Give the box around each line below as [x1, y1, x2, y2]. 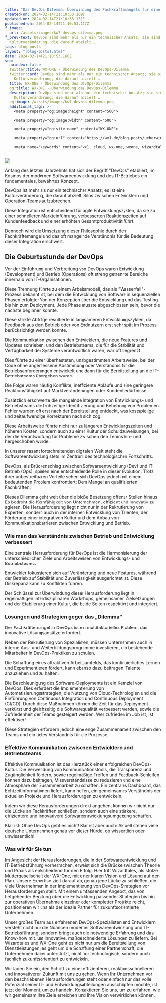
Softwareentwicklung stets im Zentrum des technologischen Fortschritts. [5, 453, 153, 459]
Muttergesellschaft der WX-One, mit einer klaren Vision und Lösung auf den [5, 873, 160, 878]
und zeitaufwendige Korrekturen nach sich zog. [5, 413, 102, 419]
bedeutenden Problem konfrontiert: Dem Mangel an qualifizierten [5, 479, 138, 485]
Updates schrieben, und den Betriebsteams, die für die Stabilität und [5, 342, 145, 348]
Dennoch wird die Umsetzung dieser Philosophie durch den [5, 228, 127, 234]
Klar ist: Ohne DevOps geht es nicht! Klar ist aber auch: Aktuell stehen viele [5, 823, 158, 829]
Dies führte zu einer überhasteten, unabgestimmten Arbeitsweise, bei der [5, 357, 155, 363]
